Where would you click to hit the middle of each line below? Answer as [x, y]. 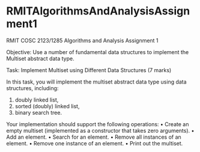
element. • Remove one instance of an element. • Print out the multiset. [95, 143]
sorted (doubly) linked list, [47, 106]
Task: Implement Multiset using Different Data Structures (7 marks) [89, 70]
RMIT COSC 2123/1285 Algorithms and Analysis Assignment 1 [82, 40]
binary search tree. [38, 112]
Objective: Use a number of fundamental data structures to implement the [98, 52]
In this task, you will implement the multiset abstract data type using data [97, 82]
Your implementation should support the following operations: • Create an [98, 124]
